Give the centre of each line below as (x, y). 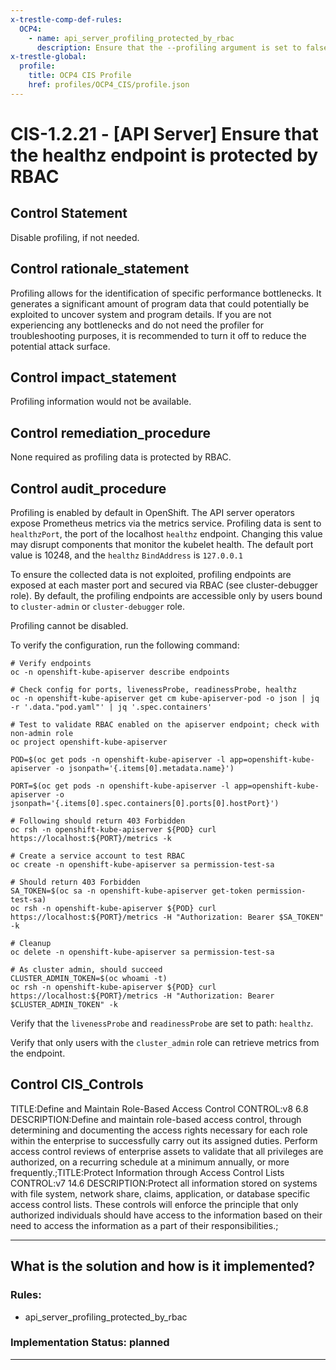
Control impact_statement (93, 377)
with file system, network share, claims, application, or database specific (160, 1193)
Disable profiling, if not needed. (75, 237)
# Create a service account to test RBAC (98, 856)
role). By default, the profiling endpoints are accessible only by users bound (166, 595)
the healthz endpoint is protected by (164, 155)
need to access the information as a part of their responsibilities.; (144, 1225)
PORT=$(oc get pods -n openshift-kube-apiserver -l (120, 786)
